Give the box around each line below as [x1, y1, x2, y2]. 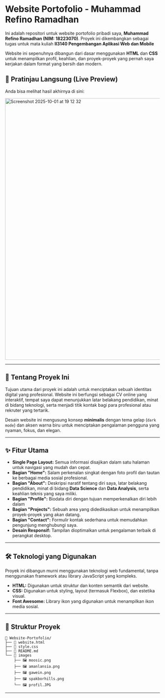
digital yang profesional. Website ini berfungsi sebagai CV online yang [5, 391, 147, 397]
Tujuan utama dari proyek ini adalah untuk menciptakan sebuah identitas [5, 386, 152, 392]
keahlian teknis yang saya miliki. [12, 491, 78, 497]
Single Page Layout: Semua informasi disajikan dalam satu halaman [12, 459, 150, 465]
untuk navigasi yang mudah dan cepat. [12, 465, 91, 470]
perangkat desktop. [12, 533, 52, 539]
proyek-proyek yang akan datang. [12, 512, 81, 518]
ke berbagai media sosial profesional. [12, 475, 88, 481]
